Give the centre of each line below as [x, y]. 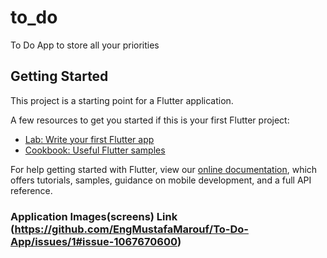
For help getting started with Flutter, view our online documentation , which [164, 169]
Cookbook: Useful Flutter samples [95, 150]
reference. [31, 190]
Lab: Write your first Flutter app [89, 139]
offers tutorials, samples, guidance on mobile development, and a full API [161, 180]
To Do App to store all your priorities [85, 45]
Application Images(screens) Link [94, 216]
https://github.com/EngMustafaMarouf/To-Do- [131, 229]
